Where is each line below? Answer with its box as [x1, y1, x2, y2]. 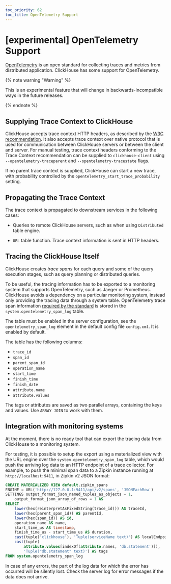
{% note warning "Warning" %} [5, 77, 71, 83]
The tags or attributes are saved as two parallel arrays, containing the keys [5, 401, 162, 408]
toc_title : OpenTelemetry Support [5, 12, 79, 17]
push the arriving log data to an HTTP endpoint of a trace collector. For [5, 462, 154, 468]
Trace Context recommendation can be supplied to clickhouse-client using [5, 153, 165, 159]
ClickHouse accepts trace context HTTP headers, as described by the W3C [5, 131, 164, 137]
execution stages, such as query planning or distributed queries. [5, 271, 140, 277]
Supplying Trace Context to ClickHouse [5, 117, 133, 125]
